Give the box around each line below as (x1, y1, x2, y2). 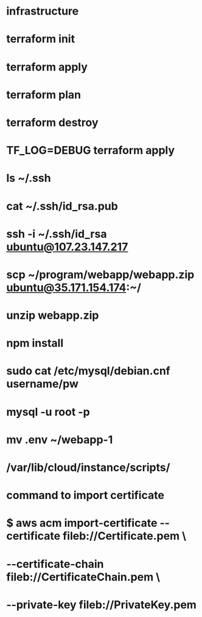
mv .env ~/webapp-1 (6, 433, 113, 447)
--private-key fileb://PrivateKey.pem (6, 598, 197, 612)
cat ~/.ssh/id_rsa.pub (6, 199, 119, 213)
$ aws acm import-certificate (6, 516, 158, 530)
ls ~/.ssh (6, 172, 51, 185)
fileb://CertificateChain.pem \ (6, 570, 160, 584)
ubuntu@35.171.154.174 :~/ (6, 281, 142, 295)
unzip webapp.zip (6, 308, 99, 322)
